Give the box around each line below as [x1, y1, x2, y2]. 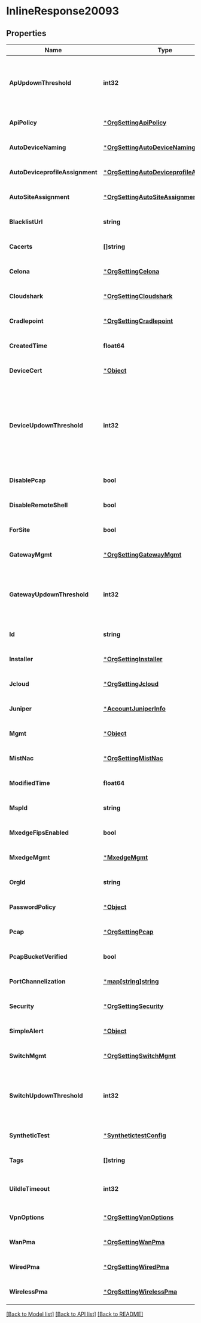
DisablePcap [9, 476, 46, 484]
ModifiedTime [9, 779, 50, 787]
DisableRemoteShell [9, 501, 68, 509]
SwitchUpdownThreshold [9, 1092, 83, 1099]
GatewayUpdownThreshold [9, 590, 89, 599]
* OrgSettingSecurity [103, 1002, 164, 1010]
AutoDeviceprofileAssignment [9, 168, 98, 176]
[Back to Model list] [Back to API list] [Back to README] [6, 1310, 144, 1318]
